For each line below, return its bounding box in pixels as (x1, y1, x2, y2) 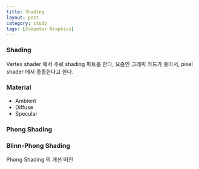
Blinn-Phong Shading (6, 141, 71, 150)
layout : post (6, 15, 39, 21)
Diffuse (15, 104, 33, 111)
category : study (6, 20, 47, 26)
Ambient (15, 97, 36, 104)
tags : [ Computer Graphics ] (6, 25, 74, 32)
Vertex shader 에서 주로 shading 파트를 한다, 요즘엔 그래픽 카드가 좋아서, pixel (6, 60, 194, 67)
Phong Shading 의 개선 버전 (6, 156, 74, 164)
